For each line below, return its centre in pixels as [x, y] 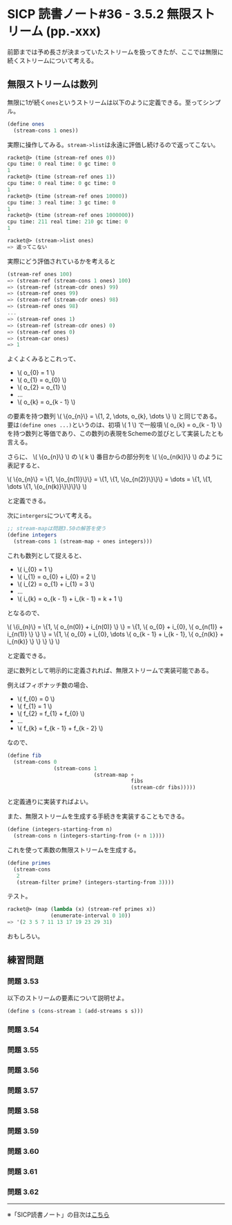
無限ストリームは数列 [52, 85]
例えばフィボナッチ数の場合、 [49, 685]
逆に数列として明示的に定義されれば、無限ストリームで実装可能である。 [110, 670]
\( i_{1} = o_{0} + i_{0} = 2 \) [57, 577]
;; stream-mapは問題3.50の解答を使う [57, 529]
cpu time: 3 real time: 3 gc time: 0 [61, 202]
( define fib [24, 755]
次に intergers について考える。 [51, 516]
